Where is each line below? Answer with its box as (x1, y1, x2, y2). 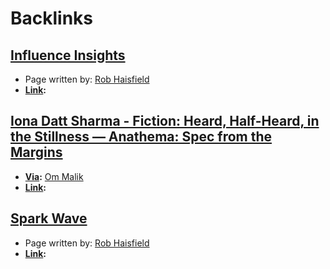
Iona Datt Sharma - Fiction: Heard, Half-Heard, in (10, 113, 320, 130)
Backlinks (10, 7, 94, 30)
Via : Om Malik (24, 170, 84, 182)
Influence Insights (10, 47, 126, 64)
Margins (10, 144, 63, 161)
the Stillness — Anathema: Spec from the (10, 128, 273, 146)
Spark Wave (10, 210, 88, 227)
